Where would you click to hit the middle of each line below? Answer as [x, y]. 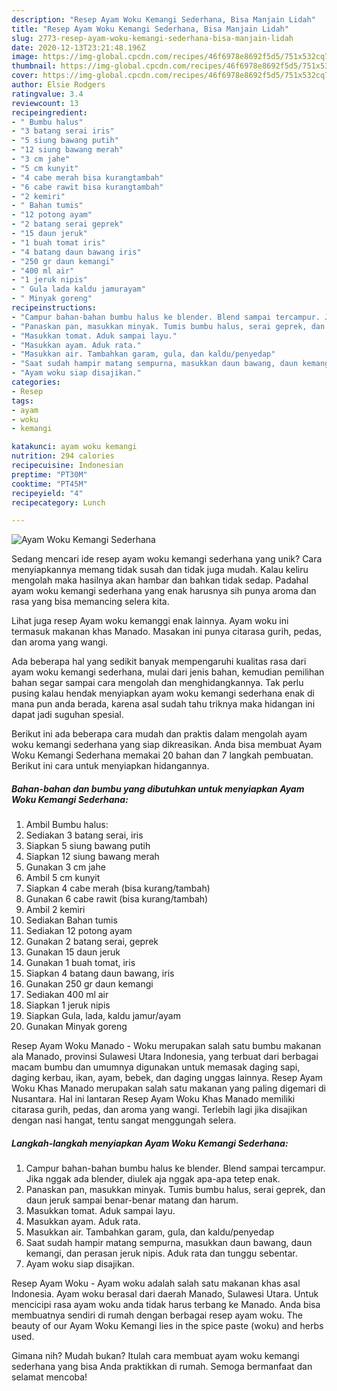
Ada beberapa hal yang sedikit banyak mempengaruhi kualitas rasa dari [159, 662]
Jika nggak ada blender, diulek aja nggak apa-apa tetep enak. [153, 1179]
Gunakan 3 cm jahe [65, 867]
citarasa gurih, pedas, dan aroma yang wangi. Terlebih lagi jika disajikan [159, 1110]
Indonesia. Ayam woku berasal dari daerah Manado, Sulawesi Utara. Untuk [165, 1294]
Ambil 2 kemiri [55, 910]
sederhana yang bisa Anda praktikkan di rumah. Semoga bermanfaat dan [162, 1367]
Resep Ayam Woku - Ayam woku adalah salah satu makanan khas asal [156, 1283]
